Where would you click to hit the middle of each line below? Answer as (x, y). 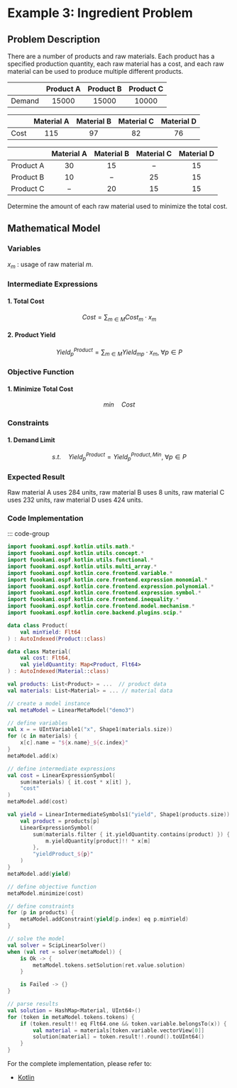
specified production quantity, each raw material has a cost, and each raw (116, 64)
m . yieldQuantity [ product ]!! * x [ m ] (98, 841)
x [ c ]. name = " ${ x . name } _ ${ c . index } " (75, 743)
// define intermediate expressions (61, 769)
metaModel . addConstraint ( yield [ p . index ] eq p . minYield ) (105, 919)
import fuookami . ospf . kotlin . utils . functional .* (81, 560)
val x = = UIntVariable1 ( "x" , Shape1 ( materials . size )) (90, 730)
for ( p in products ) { (41, 913)
